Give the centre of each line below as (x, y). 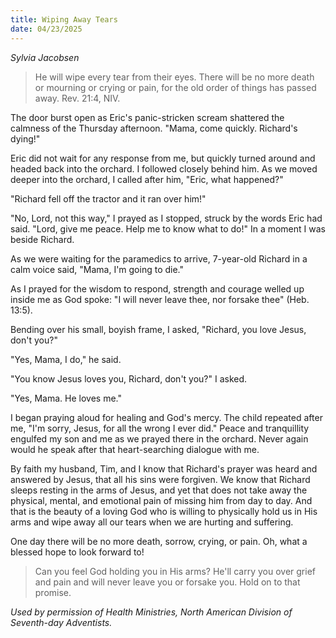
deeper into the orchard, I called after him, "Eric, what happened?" (147, 179)
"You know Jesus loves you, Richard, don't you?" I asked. (129, 378)
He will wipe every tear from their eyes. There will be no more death (174, 77)
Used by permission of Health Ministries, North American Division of (151, 612)
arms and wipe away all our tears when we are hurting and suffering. (152, 522)
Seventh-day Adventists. (61, 622)
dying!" (25, 138)
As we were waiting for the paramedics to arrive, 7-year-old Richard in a (159, 258)
